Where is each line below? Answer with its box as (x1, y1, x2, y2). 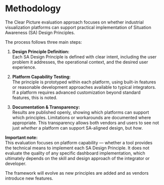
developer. (5, 160, 27, 166)
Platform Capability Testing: (12, 74, 71, 79)
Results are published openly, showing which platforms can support (12, 109, 149, 115)
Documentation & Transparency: (12, 104, 80, 110)
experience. (12, 64, 37, 70)
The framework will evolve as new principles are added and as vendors (5, 170, 149, 176)
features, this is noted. (12, 94, 58, 101)
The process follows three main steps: (5, 39, 82, 45)
